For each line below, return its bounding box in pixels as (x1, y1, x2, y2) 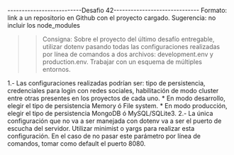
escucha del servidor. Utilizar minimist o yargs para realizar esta (7, 124, 195, 132)
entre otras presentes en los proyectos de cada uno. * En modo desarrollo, (7, 94, 225, 102)
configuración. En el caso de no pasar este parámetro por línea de (7, 132, 201, 140)
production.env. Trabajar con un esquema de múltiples (42, 58, 202, 66)
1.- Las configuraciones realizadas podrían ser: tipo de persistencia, (7, 79, 206, 87)
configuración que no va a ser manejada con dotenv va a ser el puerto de (7, 117, 222, 125)
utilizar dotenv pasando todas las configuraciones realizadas (42, 43, 221, 50)
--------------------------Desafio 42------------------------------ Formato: (7, 6, 228, 14)
